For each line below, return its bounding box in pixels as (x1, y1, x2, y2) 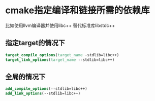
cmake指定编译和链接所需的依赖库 (5, 5, 150, 16)
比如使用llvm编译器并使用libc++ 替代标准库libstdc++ (5, 22, 115, 28)
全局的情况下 (5, 72, 46, 81)
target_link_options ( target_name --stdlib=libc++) (5, 57, 115, 62)
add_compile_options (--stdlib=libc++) (5, 86, 87, 91)
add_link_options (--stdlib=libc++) (5, 91, 81, 96)
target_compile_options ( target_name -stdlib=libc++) (5, 52, 119, 57)
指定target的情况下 (5, 39, 65, 47)
